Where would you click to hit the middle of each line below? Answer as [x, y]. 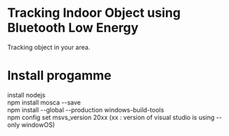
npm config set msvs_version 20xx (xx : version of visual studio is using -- [115, 117]
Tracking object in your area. [49, 47]
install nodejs [26, 95]
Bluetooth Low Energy [73, 28]
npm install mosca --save [44, 102]
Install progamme [59, 76]
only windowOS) [31, 125]
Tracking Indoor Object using [94, 13]
